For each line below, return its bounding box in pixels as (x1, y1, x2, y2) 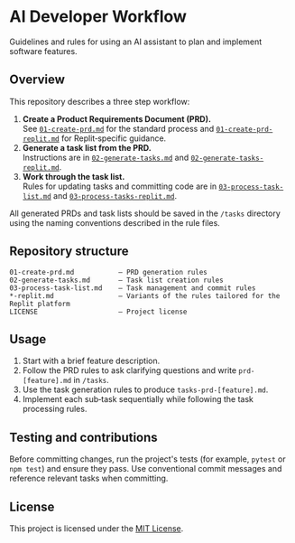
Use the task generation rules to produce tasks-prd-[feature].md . (22, 384, 269, 395)
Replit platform (9, 299, 70, 308)
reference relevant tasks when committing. (9, 473, 169, 484)
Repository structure (9, 244, 129, 259)
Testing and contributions (9, 429, 158, 445)
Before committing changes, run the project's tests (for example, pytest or (9, 454, 286, 464)
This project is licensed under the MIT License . (9, 523, 184, 534)
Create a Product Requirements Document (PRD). (22, 113, 212, 124)
